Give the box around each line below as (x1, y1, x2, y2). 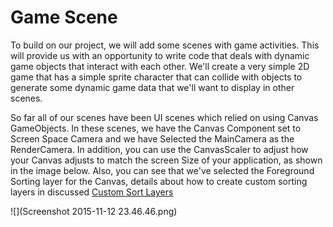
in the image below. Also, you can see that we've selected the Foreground (10, 164, 315, 176)
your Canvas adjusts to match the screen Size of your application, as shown (10, 154, 323, 166)
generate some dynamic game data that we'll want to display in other (10, 81, 295, 93)
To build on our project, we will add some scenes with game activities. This (10, 39, 320, 51)
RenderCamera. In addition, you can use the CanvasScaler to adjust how (10, 143, 309, 155)
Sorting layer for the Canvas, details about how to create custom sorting (10, 175, 308, 187)
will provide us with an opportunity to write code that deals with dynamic (10, 49, 310, 61)
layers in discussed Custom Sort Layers (10, 186, 174, 198)
